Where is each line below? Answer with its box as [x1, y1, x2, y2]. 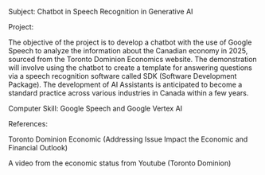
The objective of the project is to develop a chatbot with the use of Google [8, 37, 252, 47]
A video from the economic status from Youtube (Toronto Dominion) [8, 158, 232, 168]
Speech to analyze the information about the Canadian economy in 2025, [8, 46, 248, 55]
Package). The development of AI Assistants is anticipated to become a [8, 80, 243, 89]
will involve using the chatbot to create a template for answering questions [8, 63, 253, 72]
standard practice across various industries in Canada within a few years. [8, 88, 249, 98]
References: [8, 119, 48, 128]
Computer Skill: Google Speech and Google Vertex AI [8, 103, 183, 113]
